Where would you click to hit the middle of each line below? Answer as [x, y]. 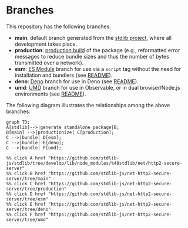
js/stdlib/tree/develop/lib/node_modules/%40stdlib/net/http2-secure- [94, 163]
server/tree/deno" [28, 209]
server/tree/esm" [27, 199]
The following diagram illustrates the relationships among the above [88, 105]
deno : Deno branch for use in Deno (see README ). [77, 81]
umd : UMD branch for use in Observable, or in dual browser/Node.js [97, 87]
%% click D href [26, 194]
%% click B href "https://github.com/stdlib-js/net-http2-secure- [89, 173]
